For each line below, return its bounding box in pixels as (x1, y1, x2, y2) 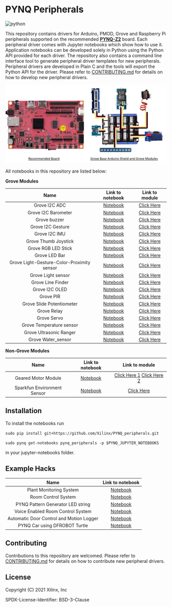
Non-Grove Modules (5, 348, 50, 354)
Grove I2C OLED (32, 286, 68, 292)
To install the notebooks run (5, 420, 64, 426)
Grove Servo (36, 315, 63, 321)
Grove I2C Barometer (27, 209, 73, 215)
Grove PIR (39, 293, 60, 300)
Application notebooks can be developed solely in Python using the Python (5, 47, 164, 53)
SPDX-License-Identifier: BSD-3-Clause (5, 596, 90, 602)
